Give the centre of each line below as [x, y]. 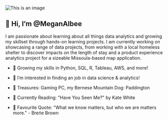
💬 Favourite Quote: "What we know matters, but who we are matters [85, 107]
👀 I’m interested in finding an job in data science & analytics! [76, 78]
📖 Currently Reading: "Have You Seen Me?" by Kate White [74, 98]
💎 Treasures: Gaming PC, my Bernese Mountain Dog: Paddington [81, 87]
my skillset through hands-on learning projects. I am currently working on [83, 41]
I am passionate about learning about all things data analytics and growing [84, 36]
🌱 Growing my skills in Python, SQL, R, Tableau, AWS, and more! [80, 68]
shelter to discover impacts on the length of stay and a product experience [84, 52]
